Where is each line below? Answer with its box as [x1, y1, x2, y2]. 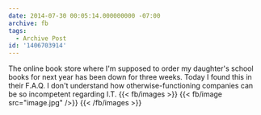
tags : [8, 27, 27, 35]
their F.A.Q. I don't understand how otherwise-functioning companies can [8, 81, 254, 91]
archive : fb [8, 19, 48, 27]
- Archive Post [15, 34, 67, 43]
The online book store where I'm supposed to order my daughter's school [8, 64, 254, 73]
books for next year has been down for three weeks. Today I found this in [8, 72, 252, 82]
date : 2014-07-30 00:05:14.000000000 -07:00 [8, 11, 161, 20]
